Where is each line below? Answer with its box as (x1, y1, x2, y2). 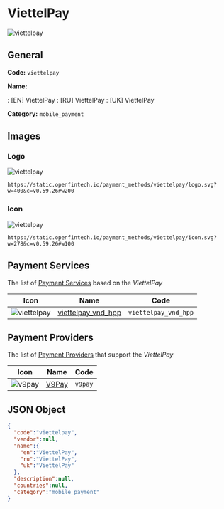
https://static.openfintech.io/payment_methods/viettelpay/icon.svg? (7, 233, 218, 241)
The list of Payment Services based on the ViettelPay (7, 278, 163, 287)
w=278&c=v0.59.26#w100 (7, 240, 74, 247)
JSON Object (7, 404, 66, 416)
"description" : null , (13, 476, 74, 483)
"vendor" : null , (13, 436, 59, 443)
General (7, 49, 44, 61)
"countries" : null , (13, 482, 69, 489)
